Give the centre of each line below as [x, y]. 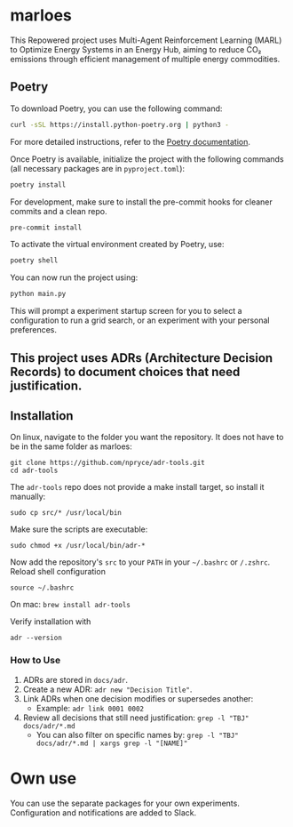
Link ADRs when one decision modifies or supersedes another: [138, 698]
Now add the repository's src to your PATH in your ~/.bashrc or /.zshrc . [140, 562]
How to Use [36, 661]
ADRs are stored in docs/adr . [75, 679]
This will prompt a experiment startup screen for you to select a [126, 311]
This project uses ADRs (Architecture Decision [142, 358]
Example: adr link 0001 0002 [90, 708]
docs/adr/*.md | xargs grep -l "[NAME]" [112, 743]
